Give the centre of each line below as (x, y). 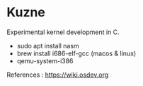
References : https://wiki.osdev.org (58, 75)
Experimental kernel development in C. (63, 32)
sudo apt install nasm (48, 45)
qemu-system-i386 (45, 60)
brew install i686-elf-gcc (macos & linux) (76, 53)
